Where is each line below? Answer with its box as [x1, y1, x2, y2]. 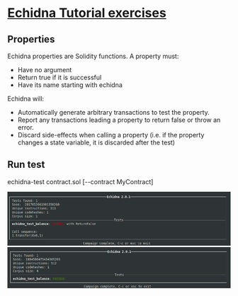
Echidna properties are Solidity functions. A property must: [7, 52, 179, 60]
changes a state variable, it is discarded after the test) [17, 138, 176, 147]
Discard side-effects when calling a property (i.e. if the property [17, 131, 205, 139]
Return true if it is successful [17, 73, 102, 81]
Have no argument [17, 66, 72, 74]
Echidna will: [7, 94, 45, 103]
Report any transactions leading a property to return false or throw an [17, 115, 221, 124]
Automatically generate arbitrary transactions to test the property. [17, 108, 210, 116]
